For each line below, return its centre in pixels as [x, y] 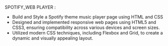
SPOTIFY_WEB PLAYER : [30, 7]
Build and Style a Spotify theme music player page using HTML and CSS [88, 17]
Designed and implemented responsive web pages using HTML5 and [84, 22]
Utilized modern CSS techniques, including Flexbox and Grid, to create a [87, 33]
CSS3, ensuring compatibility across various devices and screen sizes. [86, 27]
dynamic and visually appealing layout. [52, 38]
